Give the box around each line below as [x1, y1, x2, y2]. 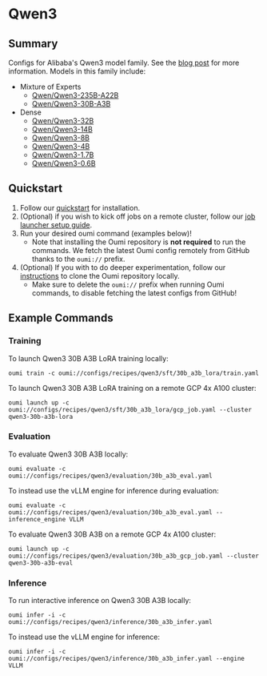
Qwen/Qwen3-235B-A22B [31, 91, 119, 100]
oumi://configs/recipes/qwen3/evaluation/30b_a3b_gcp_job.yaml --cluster [8, 552, 260, 560]
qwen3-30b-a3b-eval [8, 558, 74, 567]
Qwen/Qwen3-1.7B [31, 150, 94, 159]
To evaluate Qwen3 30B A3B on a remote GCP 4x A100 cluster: [8, 529, 217, 539]
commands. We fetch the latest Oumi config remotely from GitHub [31, 245, 250, 255]
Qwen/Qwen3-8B [31, 133, 90, 143]
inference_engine [8, 515, 66, 523]
